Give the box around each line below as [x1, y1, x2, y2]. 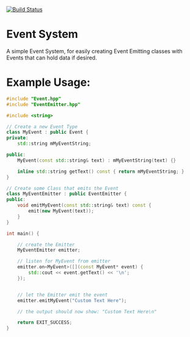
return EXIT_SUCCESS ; [17, 319, 72, 326]
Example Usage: [6, 75, 90, 89]
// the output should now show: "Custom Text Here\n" [17, 308, 157, 315]
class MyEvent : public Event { [6, 129, 89, 135]
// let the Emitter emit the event [17, 292, 108, 298]
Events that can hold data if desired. [6, 54, 97, 61]
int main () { [6, 230, 40, 237]
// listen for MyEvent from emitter [17, 258, 111, 265]
